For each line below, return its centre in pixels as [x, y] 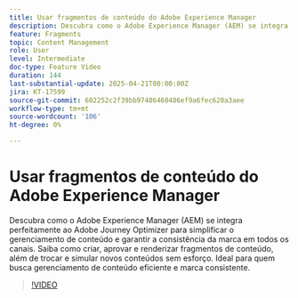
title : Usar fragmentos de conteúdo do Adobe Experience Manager [133, 17]
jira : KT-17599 [37, 92]
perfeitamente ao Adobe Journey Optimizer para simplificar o [121, 230]
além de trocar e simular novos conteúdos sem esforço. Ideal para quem [142, 258]
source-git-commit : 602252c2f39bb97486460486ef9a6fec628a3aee [127, 100]
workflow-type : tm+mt [49, 109]
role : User [29, 51]
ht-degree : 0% [36, 125]
